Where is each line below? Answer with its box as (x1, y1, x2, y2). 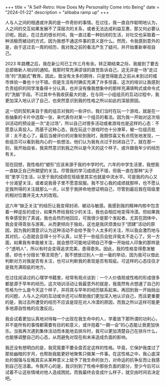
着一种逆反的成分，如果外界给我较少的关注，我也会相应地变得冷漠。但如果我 (5, 209, 160, 214)
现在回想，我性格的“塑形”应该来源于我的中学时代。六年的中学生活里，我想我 (5, 162, 160, 167)
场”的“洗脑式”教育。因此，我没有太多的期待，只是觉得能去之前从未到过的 (5, 73, 153, 79)
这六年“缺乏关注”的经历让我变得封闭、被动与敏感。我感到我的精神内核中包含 (5, 203, 160, 208)
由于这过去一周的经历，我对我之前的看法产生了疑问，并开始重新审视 (13, 44, 151, 50)
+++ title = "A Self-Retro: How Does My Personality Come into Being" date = (5, 4, 160, 10)
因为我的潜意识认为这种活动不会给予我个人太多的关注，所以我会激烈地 (13, 227, 156, 233)
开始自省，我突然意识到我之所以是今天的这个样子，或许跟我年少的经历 (18, 145, 160, 150)
